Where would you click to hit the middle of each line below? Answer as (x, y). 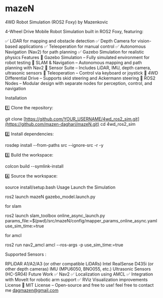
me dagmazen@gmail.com (32, 290)
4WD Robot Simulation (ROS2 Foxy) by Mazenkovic (57, 22)
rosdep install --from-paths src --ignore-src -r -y (54, 145)
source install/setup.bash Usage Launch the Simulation (60, 187)
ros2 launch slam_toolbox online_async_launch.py (55, 216)
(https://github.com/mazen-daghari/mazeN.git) (52, 124)
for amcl (13, 235)
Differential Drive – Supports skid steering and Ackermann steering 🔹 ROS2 (80, 78)
